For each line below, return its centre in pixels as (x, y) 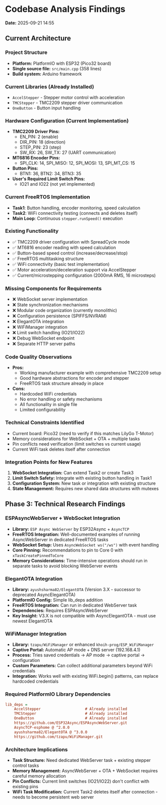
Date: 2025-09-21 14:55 (30, 23)
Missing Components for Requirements (54, 288)
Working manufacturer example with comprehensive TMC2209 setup (90, 373)
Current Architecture (38, 38)
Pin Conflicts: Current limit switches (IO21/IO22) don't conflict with (81, 781)
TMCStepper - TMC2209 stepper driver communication (67, 102)
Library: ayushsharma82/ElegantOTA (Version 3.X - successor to (76, 589)
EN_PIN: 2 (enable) (39, 137)
